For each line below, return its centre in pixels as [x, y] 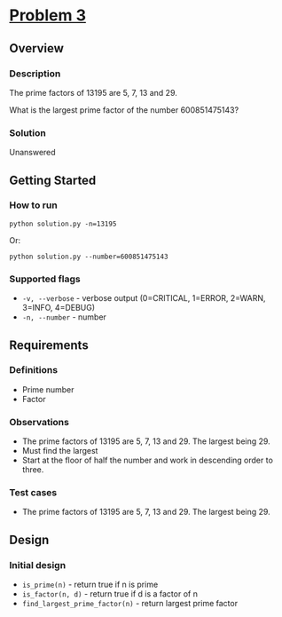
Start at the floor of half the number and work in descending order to [147, 460]
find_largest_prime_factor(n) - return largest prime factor [129, 604]
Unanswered [32, 153]
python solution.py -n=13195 [63, 224]
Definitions [34, 370]
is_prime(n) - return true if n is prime [90, 585]
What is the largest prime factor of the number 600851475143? [124, 110]
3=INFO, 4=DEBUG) [59, 308]
